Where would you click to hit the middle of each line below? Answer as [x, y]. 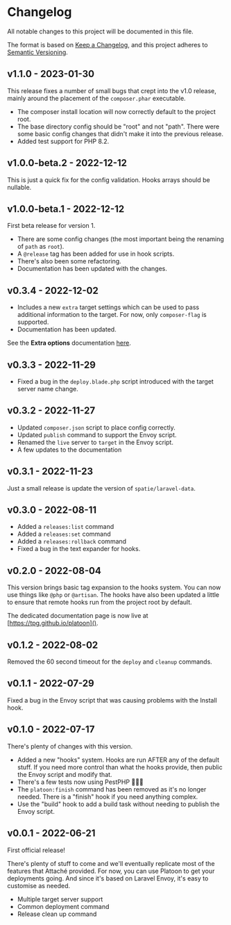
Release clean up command [57, 914]
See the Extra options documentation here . [69, 343]
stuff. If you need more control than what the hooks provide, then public [120, 767]
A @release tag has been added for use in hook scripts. [96, 254]
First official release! [36, 850]
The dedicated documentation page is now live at [78, 616]
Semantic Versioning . [37, 52]
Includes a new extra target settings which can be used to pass [108, 307]
